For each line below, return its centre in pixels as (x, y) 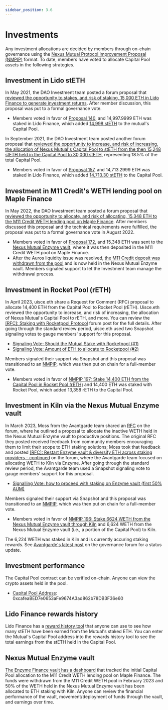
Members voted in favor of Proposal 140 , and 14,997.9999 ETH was (82, 118)
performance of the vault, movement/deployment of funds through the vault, (84, 697)
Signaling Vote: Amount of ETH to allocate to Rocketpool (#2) (75, 349)
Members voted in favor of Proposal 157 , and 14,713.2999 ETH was (81, 170)
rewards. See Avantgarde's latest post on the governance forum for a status (83, 544)
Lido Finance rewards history (52, 614)
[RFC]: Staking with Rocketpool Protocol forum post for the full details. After (83, 323)
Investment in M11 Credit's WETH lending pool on (83, 191)
